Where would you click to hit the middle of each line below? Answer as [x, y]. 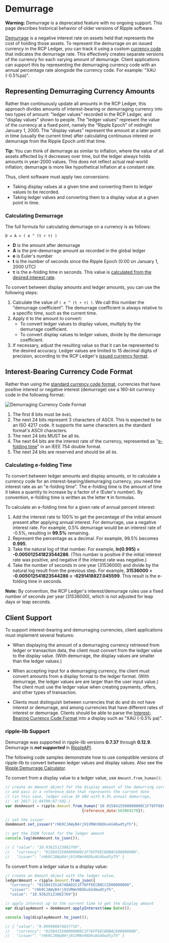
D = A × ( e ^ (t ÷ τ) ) [31, 236]
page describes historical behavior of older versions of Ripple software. [79, 28]
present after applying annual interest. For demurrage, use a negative [84, 522]
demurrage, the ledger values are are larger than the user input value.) [86, 682]
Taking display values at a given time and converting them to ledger [82, 186]
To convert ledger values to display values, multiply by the [80, 324]
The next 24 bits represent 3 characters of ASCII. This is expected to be [87, 420]
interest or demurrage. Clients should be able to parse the [72, 713]
